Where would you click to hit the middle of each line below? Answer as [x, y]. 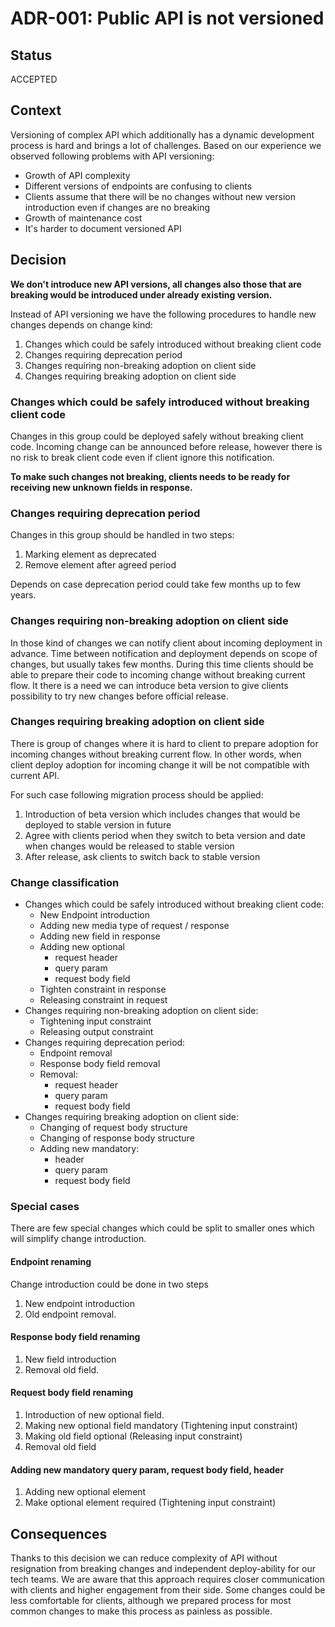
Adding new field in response [100, 936]
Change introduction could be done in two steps [109, 1284]
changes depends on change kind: [81, 324]
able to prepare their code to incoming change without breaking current [158, 674]
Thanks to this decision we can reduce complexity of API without [144, 1558]
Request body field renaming [72, 1393]
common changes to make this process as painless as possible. [141, 1611]
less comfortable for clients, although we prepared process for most [151, 1601]
